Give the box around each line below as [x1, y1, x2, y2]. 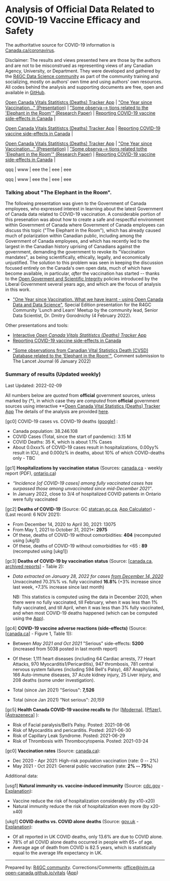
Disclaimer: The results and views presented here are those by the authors [5, 57, 161, 63]
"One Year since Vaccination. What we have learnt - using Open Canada [12, 297, 163, 303]
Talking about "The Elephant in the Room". [5, 189, 112, 196]
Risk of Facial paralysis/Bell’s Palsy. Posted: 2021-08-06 [12, 721, 130, 728]
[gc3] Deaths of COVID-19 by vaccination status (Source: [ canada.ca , [5, 558, 153, 564]
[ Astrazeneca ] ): [5, 712, 39, 718]
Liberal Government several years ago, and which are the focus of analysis [5, 281, 161, 287]
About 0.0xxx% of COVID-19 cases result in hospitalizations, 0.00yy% [12, 444, 159, 450]
